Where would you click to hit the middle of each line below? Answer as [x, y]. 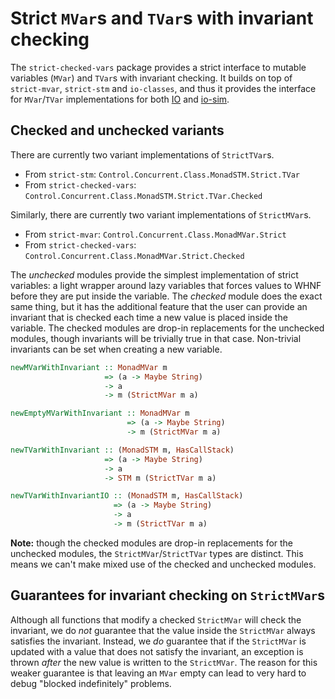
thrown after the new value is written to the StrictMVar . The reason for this [164, 662]
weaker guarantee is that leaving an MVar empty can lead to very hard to [158, 673]
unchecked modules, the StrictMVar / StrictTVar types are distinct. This [157, 553]
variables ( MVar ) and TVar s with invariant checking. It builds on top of [151, 78]
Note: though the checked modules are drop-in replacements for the [152, 543]
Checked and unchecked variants [117, 130]
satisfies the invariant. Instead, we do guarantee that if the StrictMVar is [158, 641]
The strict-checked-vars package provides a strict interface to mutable [158, 67]
